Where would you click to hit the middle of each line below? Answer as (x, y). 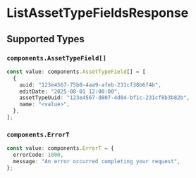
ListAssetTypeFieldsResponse (98, 13)
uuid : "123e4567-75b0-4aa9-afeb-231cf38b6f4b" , (90, 85)
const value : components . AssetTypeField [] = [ (76, 72)
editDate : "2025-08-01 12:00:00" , (70, 91)
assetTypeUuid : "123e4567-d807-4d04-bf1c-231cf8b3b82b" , (105, 98)
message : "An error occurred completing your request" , (97, 161)
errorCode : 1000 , (38, 155)
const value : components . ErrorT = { (60, 148)
